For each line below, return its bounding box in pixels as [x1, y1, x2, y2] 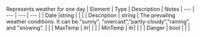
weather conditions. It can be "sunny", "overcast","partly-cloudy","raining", [6, 18, 190, 25]
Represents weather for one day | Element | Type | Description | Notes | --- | [6, 6, 195, 12]
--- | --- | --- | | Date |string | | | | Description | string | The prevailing [6, 12, 175, 19]
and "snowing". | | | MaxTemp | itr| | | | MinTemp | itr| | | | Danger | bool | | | [6, 24, 190, 31]
